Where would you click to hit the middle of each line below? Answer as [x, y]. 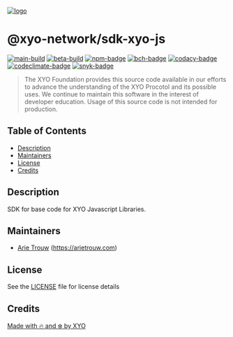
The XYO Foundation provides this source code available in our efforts [125, 79]
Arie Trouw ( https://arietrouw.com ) [67, 248]
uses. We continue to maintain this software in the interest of [111, 94]
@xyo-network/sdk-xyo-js [87, 39]
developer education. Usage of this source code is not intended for [121, 101]
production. [41, 109]
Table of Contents [47, 131]
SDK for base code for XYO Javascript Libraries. [77, 209]
